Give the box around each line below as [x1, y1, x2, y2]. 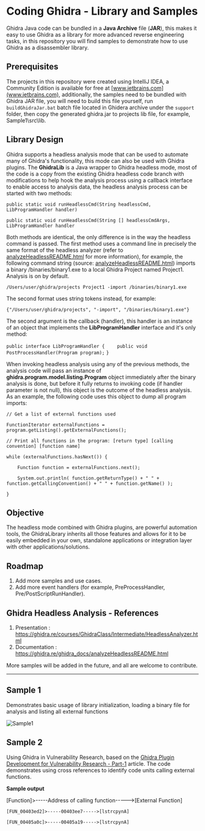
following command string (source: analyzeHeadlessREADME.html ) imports [6, 259, 196, 267]
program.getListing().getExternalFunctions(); [6, 427, 127, 433]
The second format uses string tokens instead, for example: [6, 295, 157, 302]
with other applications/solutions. [6, 543, 90, 550]
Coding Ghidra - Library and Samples [6, 4, 198, 18]
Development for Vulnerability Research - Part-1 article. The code [6, 760, 171, 767]
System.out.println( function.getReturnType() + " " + [17, 475, 160, 481]
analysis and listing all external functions [6, 708, 109, 715]
